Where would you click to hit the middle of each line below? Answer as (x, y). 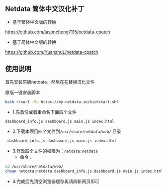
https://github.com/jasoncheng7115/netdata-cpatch (58, 32)
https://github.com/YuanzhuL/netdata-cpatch (52, 52)
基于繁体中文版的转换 (34, 22)
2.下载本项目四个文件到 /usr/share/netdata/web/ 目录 (67, 131)
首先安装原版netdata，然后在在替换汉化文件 (50, 82)
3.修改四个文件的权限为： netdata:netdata (55, 151)
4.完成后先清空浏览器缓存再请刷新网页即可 (56, 181)
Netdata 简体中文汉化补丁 (45, 9)
